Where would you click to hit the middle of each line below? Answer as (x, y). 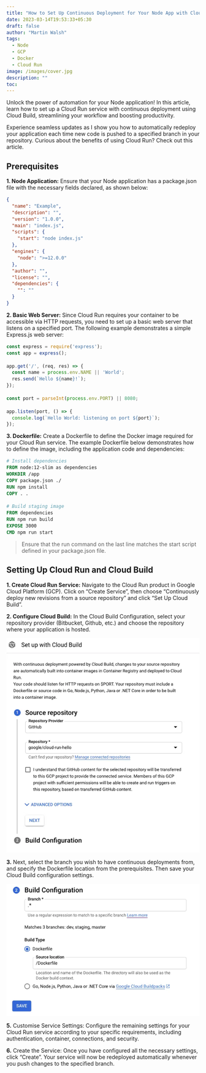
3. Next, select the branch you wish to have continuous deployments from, (101, 862)
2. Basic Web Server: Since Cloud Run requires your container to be (93, 315)
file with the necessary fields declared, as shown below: (77, 188)
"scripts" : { (29, 232)
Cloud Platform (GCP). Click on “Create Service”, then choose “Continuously (103, 591)
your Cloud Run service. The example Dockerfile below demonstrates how (100, 443)
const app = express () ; (37, 353)
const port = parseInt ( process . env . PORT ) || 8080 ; (72, 398)
